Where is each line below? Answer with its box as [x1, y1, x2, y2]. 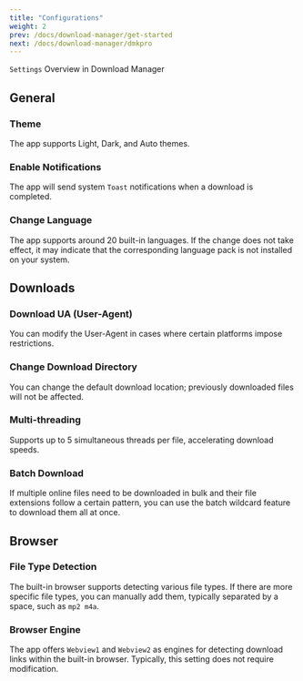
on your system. [9, 254, 70, 265]
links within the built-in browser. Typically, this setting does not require [9, 654, 275, 665]
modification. [9, 664, 59, 675]
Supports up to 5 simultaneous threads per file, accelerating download [9, 434, 274, 445]
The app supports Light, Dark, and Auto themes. [9, 137, 190, 148]
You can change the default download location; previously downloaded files [9, 381, 294, 392]
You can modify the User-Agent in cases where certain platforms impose [9, 329, 283, 340]
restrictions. [9, 338, 55, 349]
